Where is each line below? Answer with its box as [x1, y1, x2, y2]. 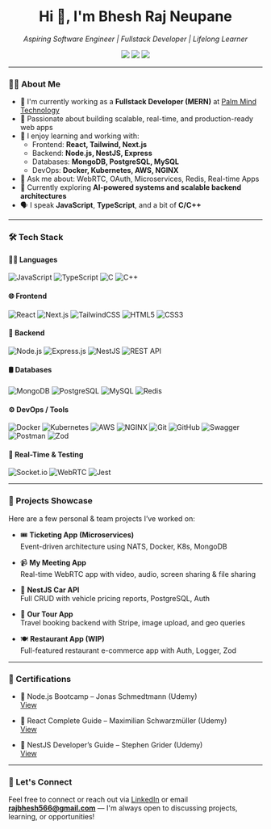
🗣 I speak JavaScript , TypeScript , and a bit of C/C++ [19, 200, 202, 210]
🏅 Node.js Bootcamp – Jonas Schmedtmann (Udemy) [19, 691, 198, 701]
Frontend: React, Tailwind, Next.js [31, 140, 148, 149]
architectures [19, 191, 67, 201]
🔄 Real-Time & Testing [8, 449, 84, 459]
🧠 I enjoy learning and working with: [19, 131, 140, 141]
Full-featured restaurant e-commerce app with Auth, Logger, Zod [19, 646, 236, 655]
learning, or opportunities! [8, 812, 95, 822]
